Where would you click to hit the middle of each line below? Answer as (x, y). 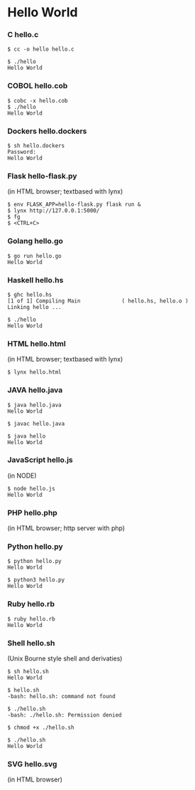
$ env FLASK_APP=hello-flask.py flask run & (74, 205)
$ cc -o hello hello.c (41, 49)
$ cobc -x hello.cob (38, 100)
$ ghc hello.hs (30, 295)
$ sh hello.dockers (36, 146)
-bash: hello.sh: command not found (61, 697)
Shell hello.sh (31, 643)
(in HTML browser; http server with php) (66, 528)
